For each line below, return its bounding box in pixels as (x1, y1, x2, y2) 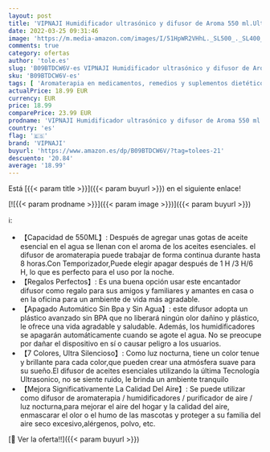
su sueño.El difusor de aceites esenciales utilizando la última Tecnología (19, 366, 260, 375)
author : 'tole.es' (8, 57, 70, 65)
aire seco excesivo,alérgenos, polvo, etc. (19, 419, 156, 429)
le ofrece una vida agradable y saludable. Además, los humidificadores (19, 321, 256, 331)
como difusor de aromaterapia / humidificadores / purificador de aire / (19, 393, 253, 403)
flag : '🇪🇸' (8, 131, 48, 139)
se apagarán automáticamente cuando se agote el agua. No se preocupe (19, 330, 262, 340)
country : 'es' (8, 124, 56, 132)
